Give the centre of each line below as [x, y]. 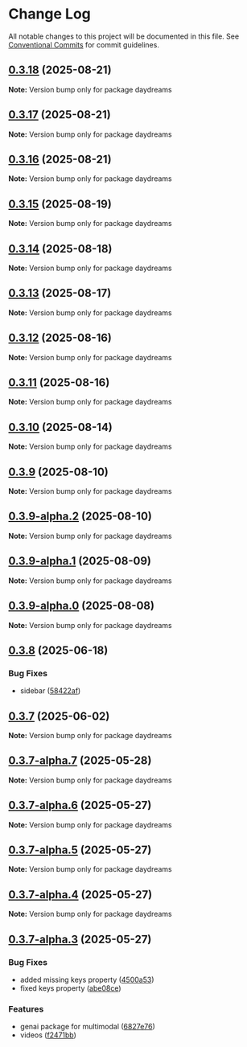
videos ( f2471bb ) [48, 1035]
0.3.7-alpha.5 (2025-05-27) [80, 850]
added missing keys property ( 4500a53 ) [87, 979]
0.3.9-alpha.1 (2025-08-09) [80, 561]
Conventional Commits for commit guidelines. [84, 44]
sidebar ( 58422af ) [50, 691]
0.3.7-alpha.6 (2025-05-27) [80, 805]
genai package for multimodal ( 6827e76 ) [87, 1027]
